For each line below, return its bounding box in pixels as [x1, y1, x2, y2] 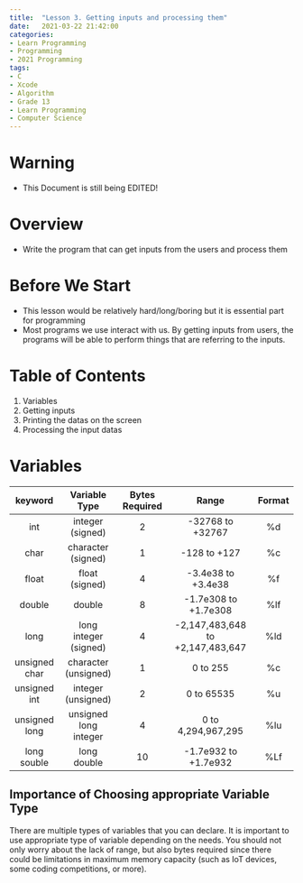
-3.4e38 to [186, 566, 234, 579]
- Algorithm [9, 88, 54, 97]
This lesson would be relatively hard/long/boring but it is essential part [22, 305, 284, 316]
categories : [9, 30, 54, 39]
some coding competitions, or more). [9, 863, 147, 874]
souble [19, 756, 50, 768]
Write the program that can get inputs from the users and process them [22, 244, 289, 254]
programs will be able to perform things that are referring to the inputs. [22, 334, 286, 345]
